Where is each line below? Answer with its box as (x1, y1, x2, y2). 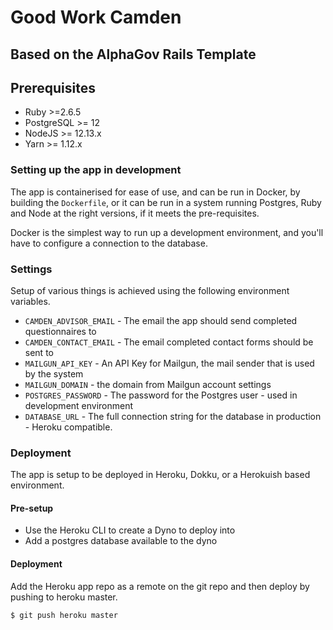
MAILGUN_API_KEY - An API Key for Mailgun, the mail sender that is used (24, 357, 315, 369)
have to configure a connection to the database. (10, 237, 208, 249)
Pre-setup (10, 502, 54, 514)
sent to (24, 346, 54, 358)
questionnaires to (24, 325, 97, 337)
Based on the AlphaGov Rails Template (10, 46, 257, 63)
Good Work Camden (10, 6, 182, 29)
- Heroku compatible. (24, 421, 113, 433)
